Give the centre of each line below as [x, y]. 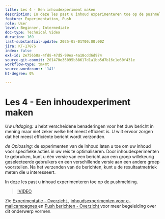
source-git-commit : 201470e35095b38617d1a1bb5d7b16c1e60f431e [70, 60]
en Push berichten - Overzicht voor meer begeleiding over [97, 206]
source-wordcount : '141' [30, 69]
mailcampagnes [21, 206]
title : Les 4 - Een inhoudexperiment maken [50, 10]
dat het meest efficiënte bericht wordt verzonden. [55, 137]
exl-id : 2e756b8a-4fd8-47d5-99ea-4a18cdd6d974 [54, 55]
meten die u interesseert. [30, 172]
